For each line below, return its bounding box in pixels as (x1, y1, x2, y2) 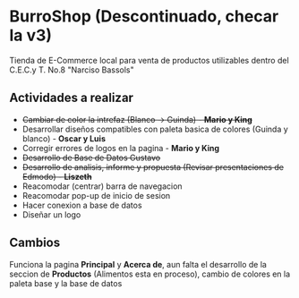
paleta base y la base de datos (9, 277, 123, 288)
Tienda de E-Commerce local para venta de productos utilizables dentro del (9, 55, 289, 65)
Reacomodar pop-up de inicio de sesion (21, 190, 171, 200)
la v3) (9, 25, 52, 46)
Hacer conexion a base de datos (21, 200, 142, 210)
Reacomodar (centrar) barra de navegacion (21, 181, 183, 192)
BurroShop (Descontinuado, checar (9, 6, 279, 27)
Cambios (9, 235, 61, 251)
